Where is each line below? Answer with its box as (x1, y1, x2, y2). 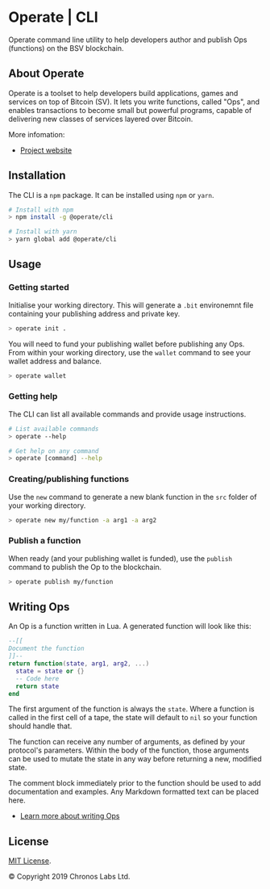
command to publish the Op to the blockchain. (8, 562, 162, 572)
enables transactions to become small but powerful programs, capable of (8, 105, 252, 115)
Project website (19, 145, 73, 155)
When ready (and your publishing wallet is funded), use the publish (8, 553, 232, 563)
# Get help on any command (8, 447, 99, 455)
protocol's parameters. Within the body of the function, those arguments (8, 745, 250, 755)
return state (15, 682, 60, 690)
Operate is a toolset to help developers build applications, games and (8, 88, 239, 98)
